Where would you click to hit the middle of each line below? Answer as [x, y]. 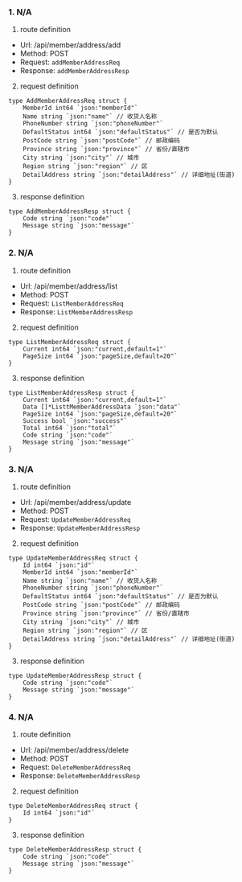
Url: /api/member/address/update [76, 502]
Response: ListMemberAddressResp [76, 311]
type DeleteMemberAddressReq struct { [73, 806]
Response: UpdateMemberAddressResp [80, 527]
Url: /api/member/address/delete [74, 750]
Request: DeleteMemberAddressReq [75, 767]
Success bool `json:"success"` [75, 420]
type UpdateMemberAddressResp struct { [75, 675]
